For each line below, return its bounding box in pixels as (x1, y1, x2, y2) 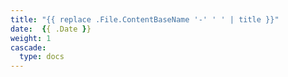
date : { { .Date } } (10, 24, 92, 34)
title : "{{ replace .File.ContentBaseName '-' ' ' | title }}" (10, 14, 280, 25)
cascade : (10, 42, 47, 53)
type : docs (19, 52, 65, 62)
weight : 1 (10, 33, 52, 43)
